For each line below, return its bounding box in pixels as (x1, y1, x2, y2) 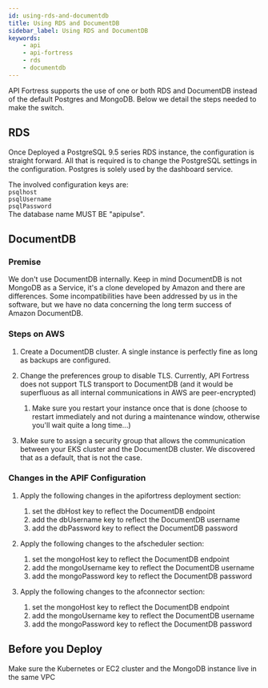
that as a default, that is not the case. (19, 453, 142, 462)
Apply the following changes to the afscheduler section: (19, 538, 205, 548)
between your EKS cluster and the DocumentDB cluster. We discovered (19, 444, 256, 454)
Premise (8, 256, 42, 267)
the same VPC (8, 672, 56, 682)
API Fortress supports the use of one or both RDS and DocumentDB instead (8, 86, 258, 95)
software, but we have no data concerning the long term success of (8, 300, 232, 310)
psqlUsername (8, 195, 52, 203)
